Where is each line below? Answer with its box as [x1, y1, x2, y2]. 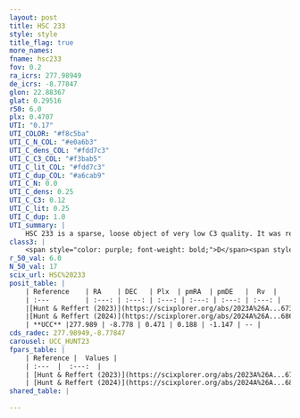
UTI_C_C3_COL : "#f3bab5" [9, 154, 102, 163]
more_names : [9, 46, 54, 55]
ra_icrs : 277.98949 [9, 71, 82, 80]
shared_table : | [9, 387, 70, 396]
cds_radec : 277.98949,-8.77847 [9, 329, 126, 338]
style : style [9, 29, 58, 38]
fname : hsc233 [9, 54, 62, 63]
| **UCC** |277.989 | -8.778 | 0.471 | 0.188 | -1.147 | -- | [25, 321, 262, 330]
